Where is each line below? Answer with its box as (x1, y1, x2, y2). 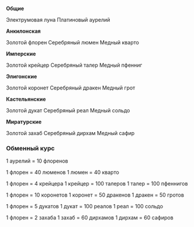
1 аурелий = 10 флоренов (6, 157, 68, 164)
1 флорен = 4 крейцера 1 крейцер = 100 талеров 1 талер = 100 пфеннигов (6, 180, 188, 187)
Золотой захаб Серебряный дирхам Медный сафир (6, 130, 135, 136)
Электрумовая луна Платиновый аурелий (6, 16, 110, 23)
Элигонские (6, 73, 37, 80)
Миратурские (6, 118, 42, 125)
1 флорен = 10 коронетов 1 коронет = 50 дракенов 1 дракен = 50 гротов (6, 191, 184, 198)
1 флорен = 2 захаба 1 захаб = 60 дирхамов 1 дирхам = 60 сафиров (6, 214, 174, 221)
